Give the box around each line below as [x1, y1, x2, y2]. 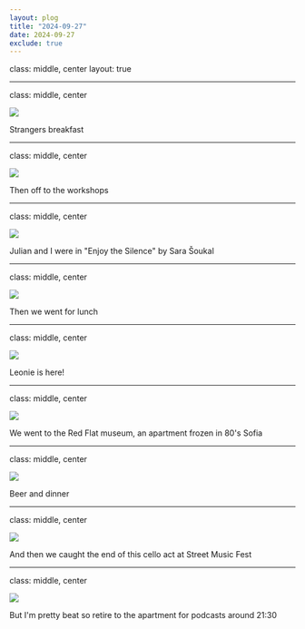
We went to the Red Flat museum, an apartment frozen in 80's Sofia [9, 428, 263, 438]
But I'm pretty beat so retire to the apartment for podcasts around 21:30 [9, 610, 278, 621]
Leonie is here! [9, 367, 65, 378]
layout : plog [9, 13, 59, 23]
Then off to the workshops [9, 185, 109, 196]
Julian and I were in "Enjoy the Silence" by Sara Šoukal [9, 246, 215, 257]
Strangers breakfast [9, 124, 84, 135]
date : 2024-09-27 [9, 30, 75, 39]
